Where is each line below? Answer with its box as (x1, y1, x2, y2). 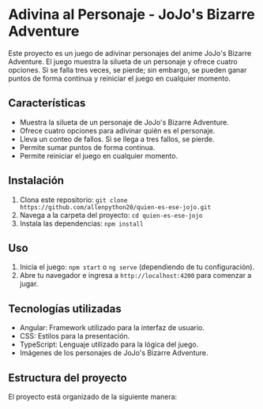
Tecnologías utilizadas (8, 302, 122, 315)
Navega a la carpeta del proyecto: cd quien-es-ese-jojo (19, 210, 203, 220)
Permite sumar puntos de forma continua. (19, 142, 156, 152)
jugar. (19, 279, 39, 289)
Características (8, 96, 86, 110)
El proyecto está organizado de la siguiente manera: (8, 392, 178, 401)
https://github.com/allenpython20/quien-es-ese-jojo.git (19, 203, 212, 211)
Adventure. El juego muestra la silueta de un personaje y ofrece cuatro (8, 57, 239, 66)
